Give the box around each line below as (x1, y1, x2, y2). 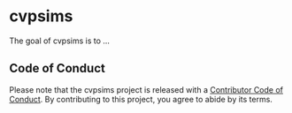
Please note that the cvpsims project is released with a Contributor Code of (9, 84, 284, 94)
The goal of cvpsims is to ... (9, 35, 111, 46)
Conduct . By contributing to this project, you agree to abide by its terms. (9, 94, 273, 104)
